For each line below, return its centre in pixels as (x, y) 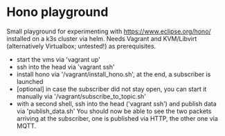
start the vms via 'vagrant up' (58, 59)
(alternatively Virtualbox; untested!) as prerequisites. (81, 46)
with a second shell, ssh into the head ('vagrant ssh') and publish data (117, 103)
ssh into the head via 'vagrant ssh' (65, 67)
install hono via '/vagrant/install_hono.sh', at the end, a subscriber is (114, 74)
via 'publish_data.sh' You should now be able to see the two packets (114, 111)
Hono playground (57, 12)
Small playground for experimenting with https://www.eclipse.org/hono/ (109, 31)
